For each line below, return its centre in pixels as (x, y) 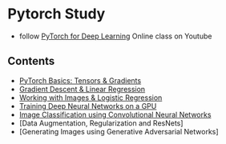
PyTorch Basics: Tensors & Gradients (80, 80)
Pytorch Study (56, 14)
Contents (31, 61)
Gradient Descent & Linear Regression (82, 89)
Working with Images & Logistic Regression (91, 98)
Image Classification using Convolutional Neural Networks (115, 114)
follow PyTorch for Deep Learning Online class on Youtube (115, 36)
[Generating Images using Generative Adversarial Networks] (119, 131)
